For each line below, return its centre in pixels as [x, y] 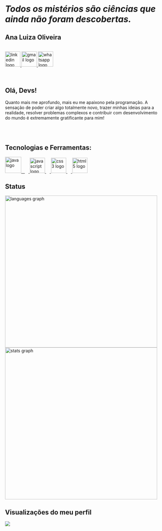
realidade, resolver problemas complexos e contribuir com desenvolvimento [81, 112]
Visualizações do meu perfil [48, 512]
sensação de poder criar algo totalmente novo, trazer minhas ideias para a [80, 107]
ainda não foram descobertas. [68, 19]
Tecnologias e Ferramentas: [48, 148]
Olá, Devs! [21, 91]
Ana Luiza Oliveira [33, 37]
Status [15, 186]
